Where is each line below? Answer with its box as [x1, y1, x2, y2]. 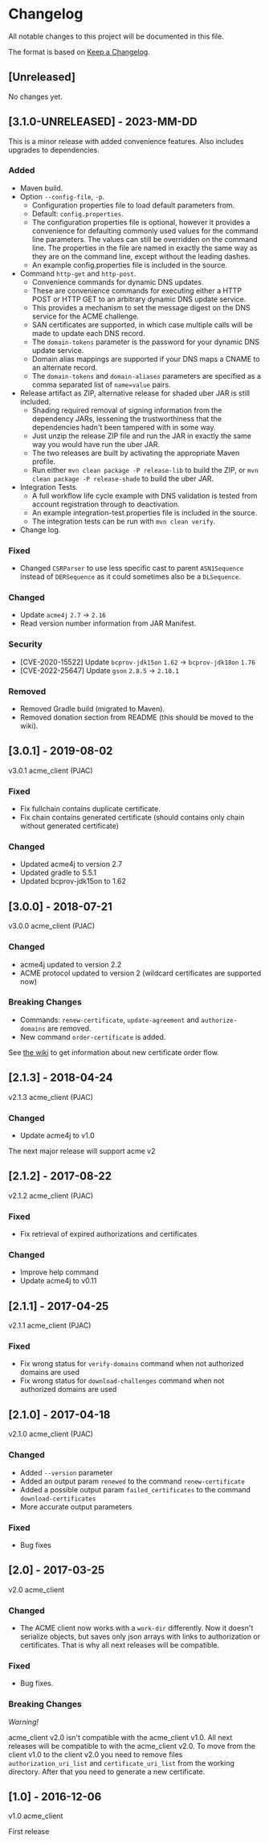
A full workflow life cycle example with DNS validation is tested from [31, 491, 258, 500]
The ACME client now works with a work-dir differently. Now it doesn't [19, 1623, 254, 1632]
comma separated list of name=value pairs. [31, 380, 171, 389]
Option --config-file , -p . [19, 191, 105, 201]
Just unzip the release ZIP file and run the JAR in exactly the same [31, 431, 251, 441]
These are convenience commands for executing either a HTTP [31, 285, 243, 295]
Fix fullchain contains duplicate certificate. [19, 804, 161, 814]
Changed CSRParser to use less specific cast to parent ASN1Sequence [19, 564, 244, 573]
